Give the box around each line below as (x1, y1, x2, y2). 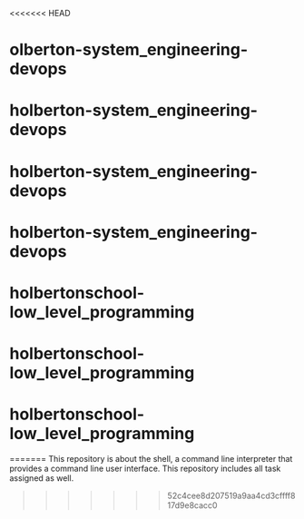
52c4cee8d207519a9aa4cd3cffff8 (167, 490, 296, 502)
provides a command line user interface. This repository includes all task (9, 463, 281, 475)
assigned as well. (9, 473, 74, 484)
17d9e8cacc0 (167, 500, 218, 511)
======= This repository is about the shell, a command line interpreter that (9, 454, 293, 465)
